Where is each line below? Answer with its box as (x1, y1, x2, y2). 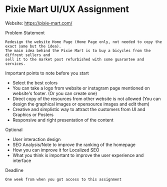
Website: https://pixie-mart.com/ (5, 20, 72, 26)
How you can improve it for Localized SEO (12, 146, 99, 153)
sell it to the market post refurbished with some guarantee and (5, 56, 144, 62)
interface (12, 157, 31, 163)
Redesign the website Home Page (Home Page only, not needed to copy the (5, 39, 162, 44)
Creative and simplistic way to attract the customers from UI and (12, 106, 145, 112)
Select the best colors (12, 79, 58, 85)
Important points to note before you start (5, 70, 89, 76)
